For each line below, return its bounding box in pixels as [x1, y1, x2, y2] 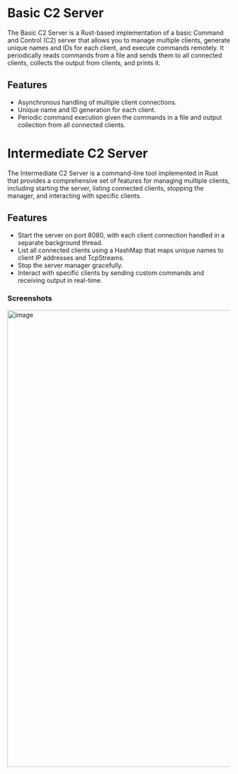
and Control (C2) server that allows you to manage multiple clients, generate [7, 35, 230, 44]
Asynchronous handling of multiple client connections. [17, 98, 177, 106]
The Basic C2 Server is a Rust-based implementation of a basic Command [7, 28, 225, 37]
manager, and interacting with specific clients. [7, 191, 142, 200]
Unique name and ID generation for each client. [17, 105, 157, 114]
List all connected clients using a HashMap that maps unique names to [17, 246, 225, 254]
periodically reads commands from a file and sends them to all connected [7, 51, 222, 60]
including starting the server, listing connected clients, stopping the [7, 184, 204, 192]
